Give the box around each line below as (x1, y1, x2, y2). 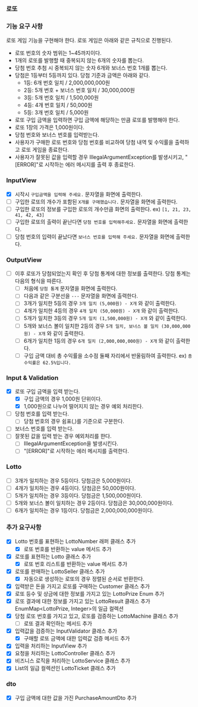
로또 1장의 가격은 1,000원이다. (14, 124, 85, 131)
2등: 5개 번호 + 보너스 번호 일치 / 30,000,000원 (23, 87, 135, 94)
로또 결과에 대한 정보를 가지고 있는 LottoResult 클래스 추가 (14, 597, 150, 605)
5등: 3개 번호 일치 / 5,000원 (23, 109, 89, 116)
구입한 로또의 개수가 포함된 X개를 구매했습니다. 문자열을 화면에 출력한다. (14, 198, 178, 205)
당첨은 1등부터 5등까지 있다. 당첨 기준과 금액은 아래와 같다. (14, 72, 150, 79)
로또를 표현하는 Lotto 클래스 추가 (14, 553, 91, 560)
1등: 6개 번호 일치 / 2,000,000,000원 (23, 79, 111, 86)
